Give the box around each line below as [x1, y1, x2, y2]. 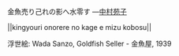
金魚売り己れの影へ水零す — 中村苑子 [7, 7, 127, 16]
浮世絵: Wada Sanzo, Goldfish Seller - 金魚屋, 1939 [7, 39, 172, 48]
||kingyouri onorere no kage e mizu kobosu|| [7, 23, 151, 32]
